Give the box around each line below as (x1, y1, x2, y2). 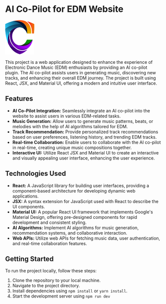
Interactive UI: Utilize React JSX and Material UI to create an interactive (12, 150, 159, 155)
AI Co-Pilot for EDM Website (5, 3, 124, 15)
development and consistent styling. (12, 219, 87, 225)
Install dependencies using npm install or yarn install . (12, 288, 128, 294)
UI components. (12, 203, 46, 209)
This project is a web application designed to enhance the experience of (5, 59, 153, 65)
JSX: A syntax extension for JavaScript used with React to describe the (12, 198, 159, 204)
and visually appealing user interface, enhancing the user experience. (12, 155, 155, 161)
